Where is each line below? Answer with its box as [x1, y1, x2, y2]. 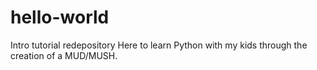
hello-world [10, 6, 110, 29]
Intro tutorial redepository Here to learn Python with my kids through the [10, 39, 308, 51]
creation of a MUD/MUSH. [10, 49, 118, 61]
